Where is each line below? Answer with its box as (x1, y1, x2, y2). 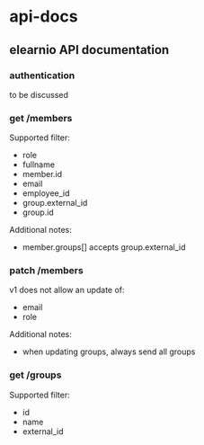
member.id (22, 169, 63, 180)
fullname (22, 159, 56, 170)
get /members (9, 111, 73, 124)
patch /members (9, 264, 84, 277)
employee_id (22, 188, 70, 199)
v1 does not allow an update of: (9, 285, 125, 296)
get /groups (9, 369, 62, 381)
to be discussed (9, 89, 69, 100)
